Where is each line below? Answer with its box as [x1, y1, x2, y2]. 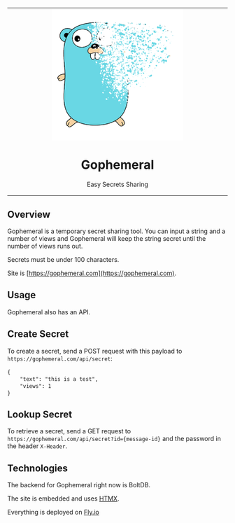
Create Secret [7, 328, 69, 340]
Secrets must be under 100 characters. [7, 256, 120, 263]
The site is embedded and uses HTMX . [7, 494, 120, 503]
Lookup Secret [7, 409, 72, 421]
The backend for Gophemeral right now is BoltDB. [7, 481, 151, 489]
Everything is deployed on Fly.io [7, 508, 99, 517]
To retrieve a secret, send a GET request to [7, 427, 131, 435]
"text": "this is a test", [20, 375, 99, 382]
